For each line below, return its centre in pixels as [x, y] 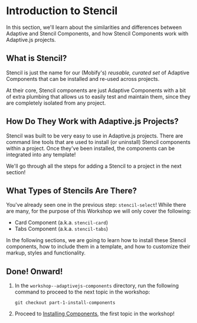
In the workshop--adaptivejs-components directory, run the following [96, 286]
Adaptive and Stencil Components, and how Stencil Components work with [97, 33]
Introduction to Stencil [62, 11]
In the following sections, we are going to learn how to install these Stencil [96, 240]
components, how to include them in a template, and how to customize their [98, 247]
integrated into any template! [41, 154]
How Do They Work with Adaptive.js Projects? [92, 121]
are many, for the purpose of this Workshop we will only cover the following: [99, 211]
